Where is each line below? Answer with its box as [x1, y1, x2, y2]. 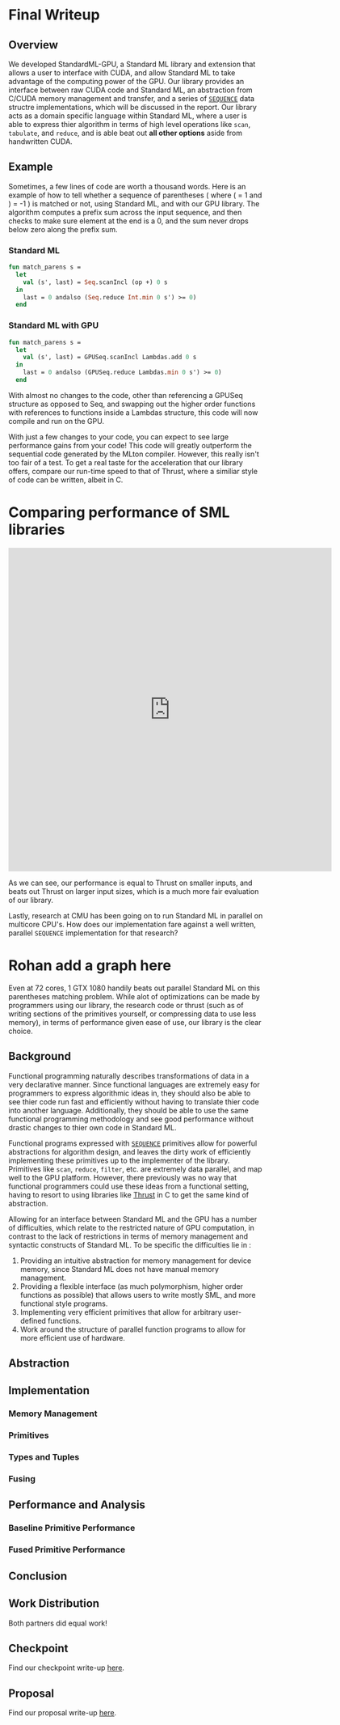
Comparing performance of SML [8, 503, 230, 522]
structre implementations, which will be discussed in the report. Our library [8, 103, 257, 112]
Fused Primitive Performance [8, 1544, 126, 1555]
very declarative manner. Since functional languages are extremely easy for [8, 1079, 260, 1089]
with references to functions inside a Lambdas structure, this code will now [8, 407, 258, 417]
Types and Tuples [8, 1452, 80, 1463]
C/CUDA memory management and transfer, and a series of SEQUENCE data [8, 94, 255, 103]
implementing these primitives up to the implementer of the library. [8, 1155, 230, 1165]
